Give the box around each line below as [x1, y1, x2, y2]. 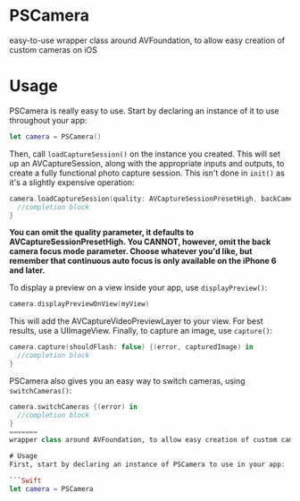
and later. [9, 265, 46, 276]
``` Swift [9, 476, 42, 485]
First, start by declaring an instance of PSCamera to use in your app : [9, 460, 286, 470]
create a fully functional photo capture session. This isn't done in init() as [9, 167, 286, 178]
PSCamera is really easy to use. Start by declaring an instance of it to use [9, 105, 279, 116]
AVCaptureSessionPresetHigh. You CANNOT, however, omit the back [9, 236, 271, 247]
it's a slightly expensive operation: [9, 176, 136, 188]
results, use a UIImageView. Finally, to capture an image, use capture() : [9, 326, 273, 336]
